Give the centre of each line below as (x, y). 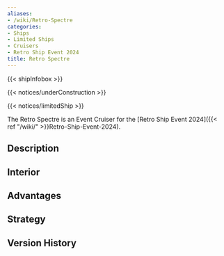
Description (33, 149)
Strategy (26, 219)
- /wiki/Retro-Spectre (40, 20)
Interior (24, 172)
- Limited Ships (31, 40)
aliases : (20, 14)
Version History (42, 243)
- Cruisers (23, 46)
